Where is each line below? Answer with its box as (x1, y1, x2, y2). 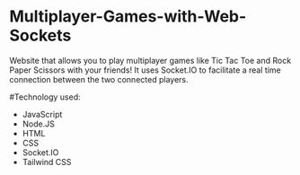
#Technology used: (9, 92, 81, 102)
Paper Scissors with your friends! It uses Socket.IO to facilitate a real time (9, 65, 281, 75)
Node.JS (22, 118, 56, 129)
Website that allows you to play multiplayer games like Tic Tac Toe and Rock (9, 55, 292, 66)
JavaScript (22, 109, 63, 119)
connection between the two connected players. (9, 74, 189, 84)
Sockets (9, 25, 72, 46)
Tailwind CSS (22, 156, 72, 167)
